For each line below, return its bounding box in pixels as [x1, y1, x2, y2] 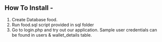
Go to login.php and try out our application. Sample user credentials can [11, 27, 157, 33]
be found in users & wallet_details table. [11, 32, 92, 38]
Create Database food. [11, 16, 58, 22]
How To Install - [4, 4, 53, 12]
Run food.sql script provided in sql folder [11, 22, 94, 28]
